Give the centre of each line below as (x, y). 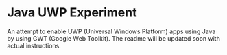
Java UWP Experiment (72, 13)
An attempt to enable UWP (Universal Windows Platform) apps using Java (111, 31)
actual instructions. (34, 45)
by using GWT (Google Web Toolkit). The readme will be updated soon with (114, 38)
